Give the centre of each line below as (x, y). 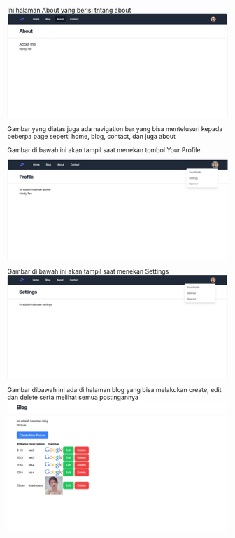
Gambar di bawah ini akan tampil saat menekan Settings (88, 271)
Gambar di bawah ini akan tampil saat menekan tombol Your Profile (104, 150)
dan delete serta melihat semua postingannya (73, 397)
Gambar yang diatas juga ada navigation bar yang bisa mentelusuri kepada (115, 129)
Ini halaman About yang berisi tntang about (69, 10)
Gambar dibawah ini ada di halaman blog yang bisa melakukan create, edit (114, 390)
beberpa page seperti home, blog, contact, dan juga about (92, 137)
